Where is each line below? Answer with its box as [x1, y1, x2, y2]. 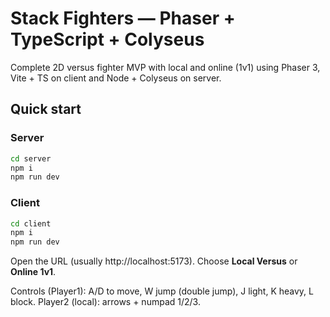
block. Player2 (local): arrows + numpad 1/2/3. [10, 296, 201, 308]
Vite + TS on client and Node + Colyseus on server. [10, 72, 222, 84]
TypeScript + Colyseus [10, 28, 205, 51]
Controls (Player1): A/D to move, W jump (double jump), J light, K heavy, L [10, 285, 314, 297]
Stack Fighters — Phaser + [10, 7, 236, 30]
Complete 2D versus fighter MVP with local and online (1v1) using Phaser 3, [10, 61, 321, 73]
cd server [10, 153, 52, 164]
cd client [10, 218, 52, 229]
